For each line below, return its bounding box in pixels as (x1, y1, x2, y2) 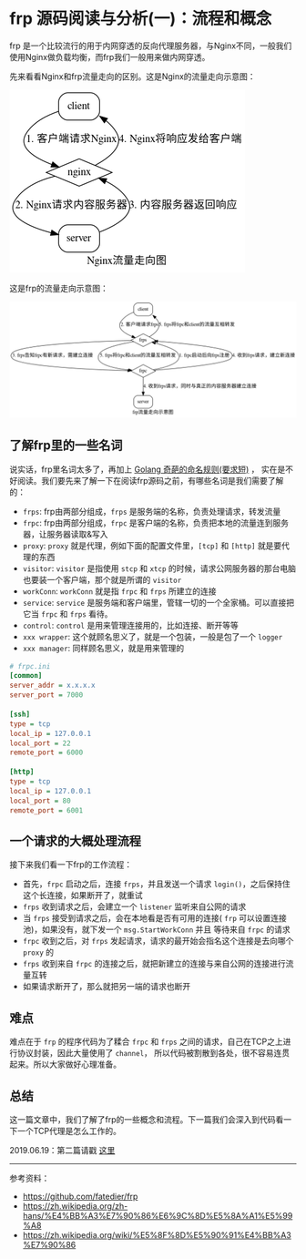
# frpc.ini (9, 661, 51, 670)
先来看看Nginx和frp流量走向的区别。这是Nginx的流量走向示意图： (9, 70, 257, 82)
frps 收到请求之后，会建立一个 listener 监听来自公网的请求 (22, 901, 247, 912)
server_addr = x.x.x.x (9, 681, 96, 691)
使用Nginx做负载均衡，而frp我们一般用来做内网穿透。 (9, 51, 210, 62)
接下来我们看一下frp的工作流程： (9, 859, 133, 870)
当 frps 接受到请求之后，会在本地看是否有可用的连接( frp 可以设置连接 (22, 913, 287, 924)
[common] (9, 671, 43, 681)
